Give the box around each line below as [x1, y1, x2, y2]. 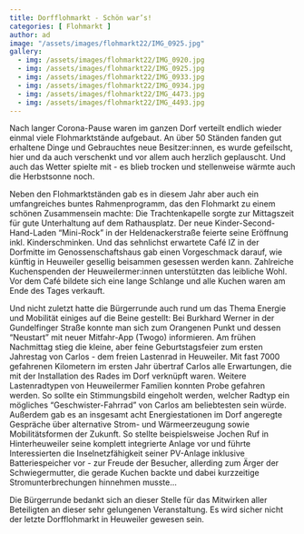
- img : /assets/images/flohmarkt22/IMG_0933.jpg [17, 73, 205, 82]
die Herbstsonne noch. [9, 171, 95, 182]
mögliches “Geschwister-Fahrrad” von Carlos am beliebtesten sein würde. [9, 399, 288, 410]
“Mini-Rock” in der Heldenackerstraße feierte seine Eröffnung [58, 227, 289, 238]
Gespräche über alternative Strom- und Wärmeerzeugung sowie [9, 419, 250, 430]
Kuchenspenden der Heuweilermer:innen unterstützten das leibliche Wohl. [9, 266, 288, 277]
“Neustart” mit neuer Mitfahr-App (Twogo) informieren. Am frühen [9, 332, 257, 343]
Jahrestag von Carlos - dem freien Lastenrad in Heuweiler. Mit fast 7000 [9, 351, 280, 362]
